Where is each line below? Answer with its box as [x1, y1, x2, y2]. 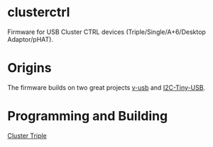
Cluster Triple [7, 131, 48, 140]
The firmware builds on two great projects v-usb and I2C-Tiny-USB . [7, 83, 206, 92]
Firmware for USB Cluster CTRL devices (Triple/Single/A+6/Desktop [7, 28, 206, 36]
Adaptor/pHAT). [7, 35, 53, 43]
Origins [7, 60, 52, 76]
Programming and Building [7, 108, 168, 124]
